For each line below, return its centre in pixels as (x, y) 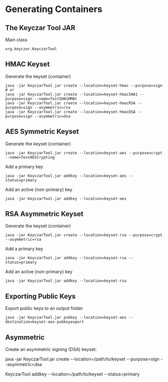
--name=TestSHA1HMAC (56, 99)
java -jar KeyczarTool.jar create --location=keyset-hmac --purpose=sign (84, 85)
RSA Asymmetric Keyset (44, 214)
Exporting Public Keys (41, 296)
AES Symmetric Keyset (42, 132)
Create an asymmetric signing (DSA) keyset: (51, 349)
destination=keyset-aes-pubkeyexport (45, 322)
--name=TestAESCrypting (30, 157)
